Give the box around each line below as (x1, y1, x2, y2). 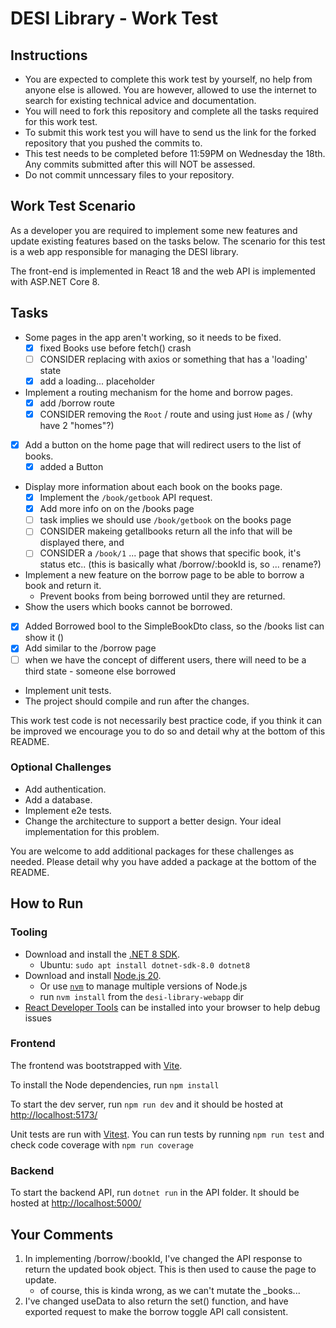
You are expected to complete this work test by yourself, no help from (24, 73, 313, 85)
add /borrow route (39, 397, 115, 409)
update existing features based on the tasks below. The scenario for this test (10, 235, 326, 247)
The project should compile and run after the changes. (24, 695, 250, 707)
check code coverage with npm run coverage (10, 1138, 195, 1151)
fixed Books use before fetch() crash (39, 342, 192, 354)
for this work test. (24, 116, 98, 127)
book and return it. (24, 580, 102, 592)
